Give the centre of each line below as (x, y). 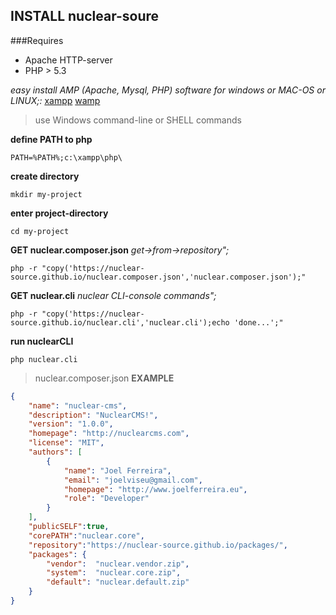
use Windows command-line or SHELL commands (138, 120)
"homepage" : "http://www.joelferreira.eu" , (155, 489)
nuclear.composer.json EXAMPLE (104, 378)
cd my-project (40, 231)
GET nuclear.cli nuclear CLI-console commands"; (113, 295)
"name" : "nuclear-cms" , (78, 405)
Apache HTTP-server (68, 60)
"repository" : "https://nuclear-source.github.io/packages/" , (158, 545)
